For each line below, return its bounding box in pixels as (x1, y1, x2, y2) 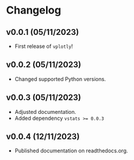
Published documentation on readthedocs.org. (14, 147, 128, 154)
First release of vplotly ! (14, 43, 73, 50)
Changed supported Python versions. (14, 75, 106, 83)
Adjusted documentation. (14, 108, 77, 115)
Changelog (6, 4, 61, 17)
